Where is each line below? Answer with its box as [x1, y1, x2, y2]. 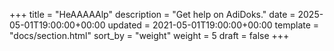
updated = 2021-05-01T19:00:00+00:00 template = [107, 19, 320, 31]
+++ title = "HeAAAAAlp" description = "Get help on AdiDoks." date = [9, 9, 296, 20]
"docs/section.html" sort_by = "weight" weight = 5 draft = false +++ [9, 30, 290, 41]
